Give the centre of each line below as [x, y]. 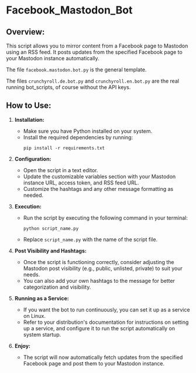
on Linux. [34, 316]
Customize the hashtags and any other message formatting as [98, 189]
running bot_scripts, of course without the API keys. [68, 87]
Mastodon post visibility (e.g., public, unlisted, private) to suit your [103, 268]
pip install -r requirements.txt [64, 148]
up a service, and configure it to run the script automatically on [99, 328]
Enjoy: [23, 345]
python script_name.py [51, 228]
